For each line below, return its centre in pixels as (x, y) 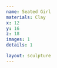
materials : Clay (26, 17)
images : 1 (18, 39)
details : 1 (19, 45)
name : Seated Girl (28, 12)
